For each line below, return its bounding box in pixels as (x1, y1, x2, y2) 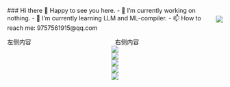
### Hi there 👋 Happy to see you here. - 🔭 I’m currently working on (7, 7, 196, 14)
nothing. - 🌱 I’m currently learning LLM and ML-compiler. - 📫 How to (7, 14, 202, 22)
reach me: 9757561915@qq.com (7, 24, 98, 32)
